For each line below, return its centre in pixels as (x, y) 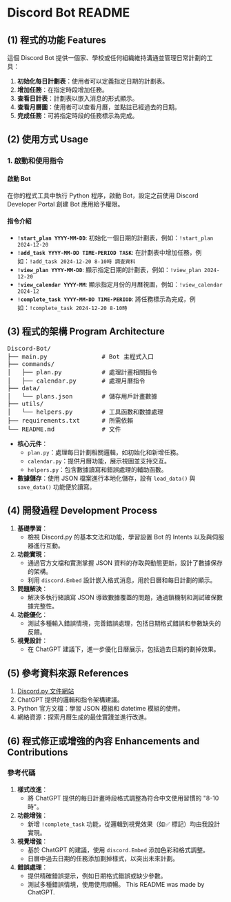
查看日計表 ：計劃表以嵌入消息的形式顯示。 (78, 98)
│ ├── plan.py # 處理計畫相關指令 (82, 372)
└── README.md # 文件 (64, 429)
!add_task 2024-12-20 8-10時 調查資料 (82, 261)
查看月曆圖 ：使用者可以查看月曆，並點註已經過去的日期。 (99, 107)
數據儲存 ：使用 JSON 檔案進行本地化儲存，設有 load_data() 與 (106, 478)
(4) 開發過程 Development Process (82, 510)
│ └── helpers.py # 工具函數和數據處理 (86, 412)
